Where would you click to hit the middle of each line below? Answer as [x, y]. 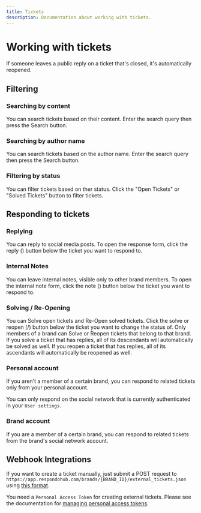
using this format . [28, 485]
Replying [19, 232]
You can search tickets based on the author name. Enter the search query [97, 154]
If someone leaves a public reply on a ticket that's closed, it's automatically [99, 64]
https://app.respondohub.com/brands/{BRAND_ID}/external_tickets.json [96, 480]
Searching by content [38, 106]
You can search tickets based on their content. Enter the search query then [99, 119]
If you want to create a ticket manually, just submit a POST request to [91, 474]
